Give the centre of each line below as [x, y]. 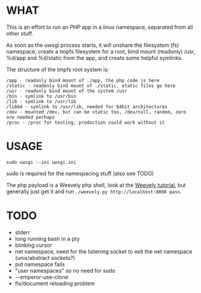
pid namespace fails [40, 264]
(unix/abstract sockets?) [45, 258]
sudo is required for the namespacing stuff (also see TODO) [80, 173]
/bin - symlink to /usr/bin [41, 96]
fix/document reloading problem [55, 283]
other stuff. [20, 33]
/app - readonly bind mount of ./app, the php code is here [83, 80]
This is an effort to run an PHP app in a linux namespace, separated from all [100, 27]
